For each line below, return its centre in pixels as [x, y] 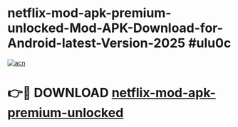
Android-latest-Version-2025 [97, 43]
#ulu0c [209, 43]
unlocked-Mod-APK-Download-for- [115, 28]
